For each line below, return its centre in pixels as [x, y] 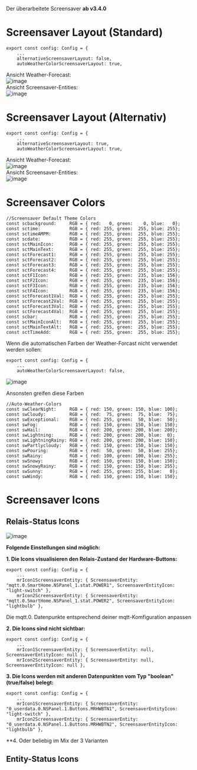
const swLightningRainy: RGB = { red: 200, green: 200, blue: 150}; [92, 440]
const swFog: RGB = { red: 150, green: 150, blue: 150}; [92, 425]
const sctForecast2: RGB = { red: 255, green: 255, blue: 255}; [93, 260]
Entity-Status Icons [42, 759]
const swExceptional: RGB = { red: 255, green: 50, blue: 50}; [92, 420]
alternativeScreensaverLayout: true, [63, 144]
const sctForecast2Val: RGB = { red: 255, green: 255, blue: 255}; [93, 301]
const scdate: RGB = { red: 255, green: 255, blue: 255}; [93, 239]
